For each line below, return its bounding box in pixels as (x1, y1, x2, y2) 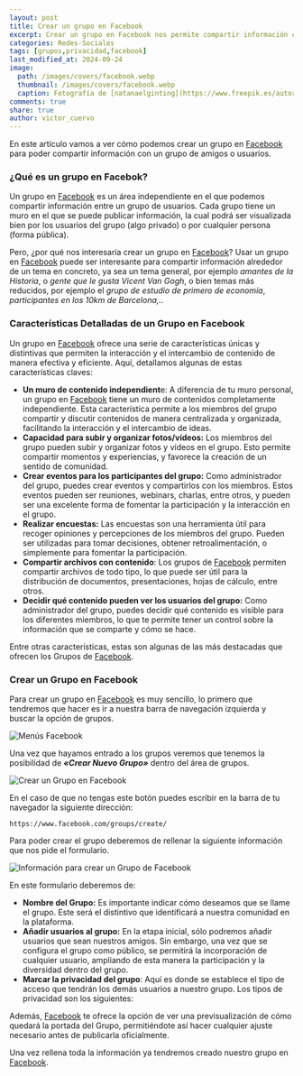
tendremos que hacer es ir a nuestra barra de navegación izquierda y (9, 704, 267, 714)
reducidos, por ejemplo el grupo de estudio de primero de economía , (9, 285, 266, 296)
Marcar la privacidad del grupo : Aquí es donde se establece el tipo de (22, 974, 286, 985)
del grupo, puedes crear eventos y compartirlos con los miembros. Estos (22, 480, 293, 491)
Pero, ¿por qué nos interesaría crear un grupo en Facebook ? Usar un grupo (9, 247, 289, 258)
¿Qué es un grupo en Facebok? (9, 170, 149, 183)
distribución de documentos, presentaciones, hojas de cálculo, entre (22, 575, 278, 586)
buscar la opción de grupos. (9, 713, 115, 724)
